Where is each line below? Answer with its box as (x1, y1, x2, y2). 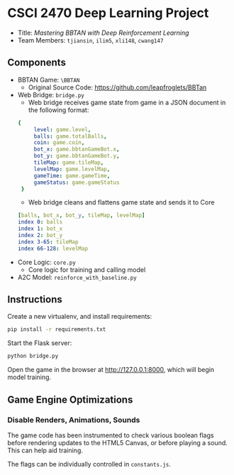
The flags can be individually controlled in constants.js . (7, 459, 172, 468)
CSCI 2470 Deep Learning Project (7, 5, 209, 21)
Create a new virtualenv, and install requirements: (7, 312, 152, 321)
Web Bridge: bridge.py (17, 90, 85, 99)
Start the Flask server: (7, 339, 72, 347)
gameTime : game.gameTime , (33, 172, 111, 179)
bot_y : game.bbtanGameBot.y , (33, 153, 120, 160)
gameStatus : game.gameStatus (33, 179, 120, 186)
